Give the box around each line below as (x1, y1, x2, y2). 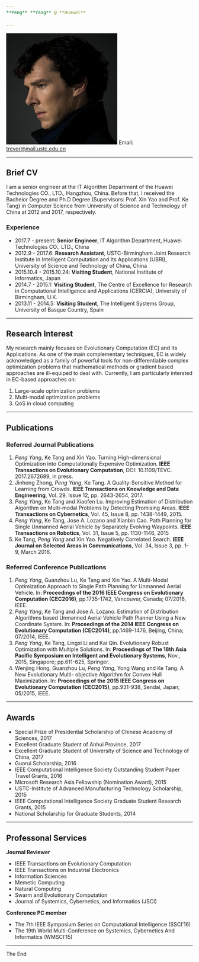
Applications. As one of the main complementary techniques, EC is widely (6, 351, 187, 358)
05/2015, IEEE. (14, 690, 50, 697)
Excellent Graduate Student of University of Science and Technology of (14, 747, 190, 755)
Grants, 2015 (14, 804, 46, 811)
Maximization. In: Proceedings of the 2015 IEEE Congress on (14, 677, 165, 684)
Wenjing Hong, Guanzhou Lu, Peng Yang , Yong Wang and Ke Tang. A (14, 665, 184, 672)
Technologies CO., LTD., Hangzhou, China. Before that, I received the (6, 190, 175, 197)
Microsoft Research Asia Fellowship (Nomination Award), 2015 (14, 779, 167, 786)
